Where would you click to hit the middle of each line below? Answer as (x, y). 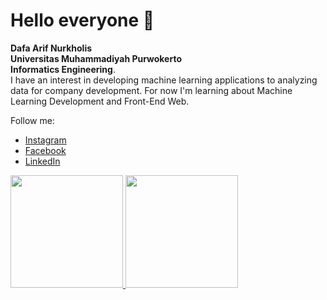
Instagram (45, 140)
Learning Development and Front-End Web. (100, 101)
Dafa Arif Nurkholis (51, 48)
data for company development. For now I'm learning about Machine (151, 90)
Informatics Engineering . (63, 69)
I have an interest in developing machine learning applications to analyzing (164, 80)
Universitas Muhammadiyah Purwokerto (96, 58)
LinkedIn (42, 161)
